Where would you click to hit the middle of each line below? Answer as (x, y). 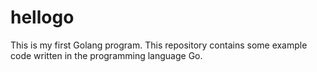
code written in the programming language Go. (106, 55)
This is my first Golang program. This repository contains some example (159, 45)
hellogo (42, 17)
